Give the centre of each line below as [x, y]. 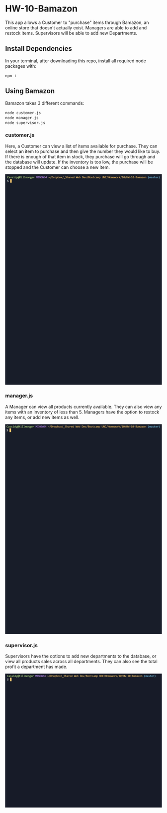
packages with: [21, 66]
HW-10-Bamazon [42, 9]
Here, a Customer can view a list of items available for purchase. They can [81, 146]
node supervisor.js [25, 123]
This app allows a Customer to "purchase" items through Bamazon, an [77, 22]
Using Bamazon [30, 91]
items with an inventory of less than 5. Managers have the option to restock [82, 412]
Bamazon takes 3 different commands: [45, 103]
